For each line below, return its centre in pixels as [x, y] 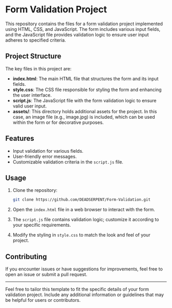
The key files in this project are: [38, 68]
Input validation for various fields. [48, 151]
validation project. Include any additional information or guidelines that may [85, 295]
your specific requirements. [42, 225]
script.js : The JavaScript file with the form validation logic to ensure [85, 100]
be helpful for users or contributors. [43, 300]
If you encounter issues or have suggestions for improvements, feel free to [84, 269]
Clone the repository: [35, 190]
